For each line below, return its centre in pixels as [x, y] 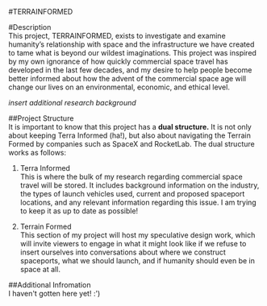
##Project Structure [41, 118]
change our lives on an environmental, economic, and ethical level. [119, 87]
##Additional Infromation [50, 285]
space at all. [40, 269]
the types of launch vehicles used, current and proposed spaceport [132, 194]
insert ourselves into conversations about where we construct [123, 252]
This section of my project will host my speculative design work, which [138, 235]
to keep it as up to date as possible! [79, 211]
